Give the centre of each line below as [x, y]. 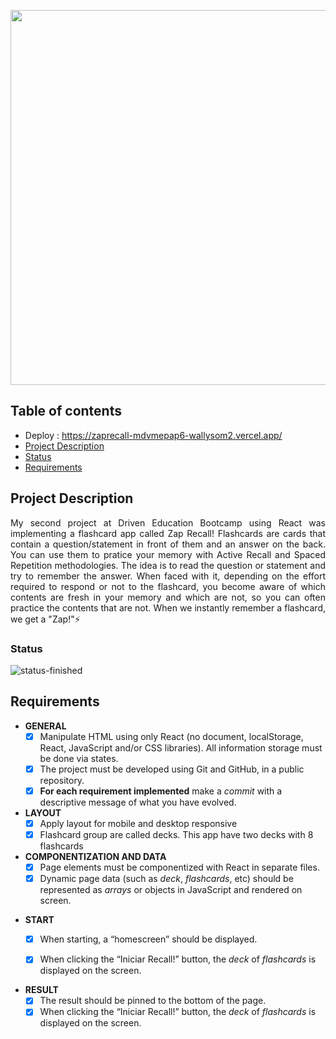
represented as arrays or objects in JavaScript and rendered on [171, 890]
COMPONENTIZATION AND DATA [95, 857]
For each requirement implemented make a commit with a [161, 791]
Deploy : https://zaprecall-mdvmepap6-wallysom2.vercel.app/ [153, 435]
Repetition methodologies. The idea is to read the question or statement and [168, 565]
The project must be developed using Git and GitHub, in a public [172, 769]
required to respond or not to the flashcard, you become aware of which [168, 586]
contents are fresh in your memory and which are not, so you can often [168, 597]
